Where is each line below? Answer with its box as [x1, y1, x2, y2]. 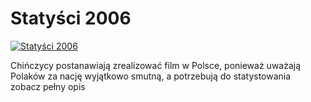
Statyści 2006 [10, 7, 132, 30]
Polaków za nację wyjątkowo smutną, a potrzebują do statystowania [10, 70, 292, 82]
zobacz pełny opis [10, 80, 86, 92]
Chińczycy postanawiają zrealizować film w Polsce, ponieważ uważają [10, 59, 302, 71]
